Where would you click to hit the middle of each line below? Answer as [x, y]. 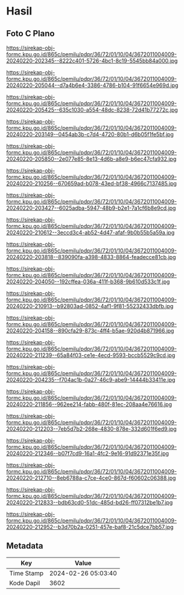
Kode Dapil [25, 583]
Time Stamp [27, 573]
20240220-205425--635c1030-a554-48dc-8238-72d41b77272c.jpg [92, 110]
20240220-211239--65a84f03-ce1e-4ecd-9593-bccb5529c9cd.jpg [91, 355]
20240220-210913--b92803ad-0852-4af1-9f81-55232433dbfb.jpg [90, 306]
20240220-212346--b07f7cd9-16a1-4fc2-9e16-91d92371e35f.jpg [87, 453]
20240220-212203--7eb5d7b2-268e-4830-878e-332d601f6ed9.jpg [91, 429]
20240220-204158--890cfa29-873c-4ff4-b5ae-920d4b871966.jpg [90, 331]
